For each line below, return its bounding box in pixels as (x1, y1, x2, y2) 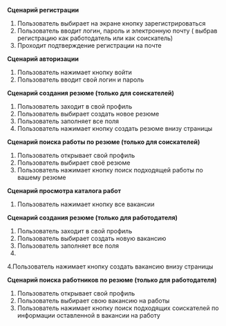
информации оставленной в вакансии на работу (17, 311, 161, 319)
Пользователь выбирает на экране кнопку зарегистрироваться (17, 19, 206, 27)
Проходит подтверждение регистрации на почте (17, 42, 162, 49)
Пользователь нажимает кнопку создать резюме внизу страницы (17, 125, 213, 132)
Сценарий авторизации (7, 55, 79, 63)
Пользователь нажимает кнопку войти (17, 69, 133, 76)
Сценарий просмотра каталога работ (7, 187, 122, 194)
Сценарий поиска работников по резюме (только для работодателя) (7, 276, 217, 284)
